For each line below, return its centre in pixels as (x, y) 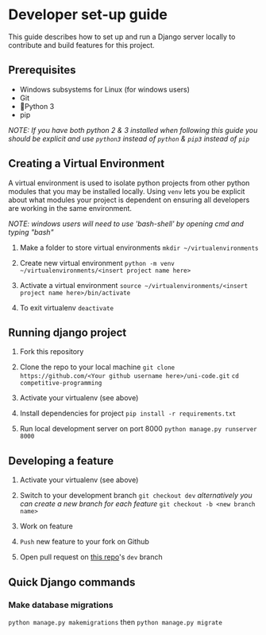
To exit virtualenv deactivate (66, 307)
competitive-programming (61, 384)
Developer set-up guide (88, 15)
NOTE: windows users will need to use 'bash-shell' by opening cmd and (126, 224)
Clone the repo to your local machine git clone (97, 367)
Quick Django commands (72, 582)
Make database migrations (61, 605)
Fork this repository (52, 352)
